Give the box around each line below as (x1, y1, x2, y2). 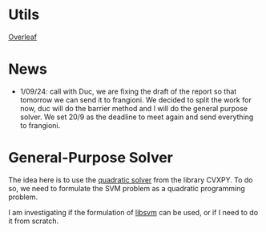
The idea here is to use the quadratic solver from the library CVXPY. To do (8, 174, 253, 185)
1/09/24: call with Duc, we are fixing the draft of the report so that (19, 86, 237, 96)
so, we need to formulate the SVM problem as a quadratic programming (8, 183, 246, 193)
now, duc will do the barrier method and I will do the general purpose (19, 103, 248, 113)
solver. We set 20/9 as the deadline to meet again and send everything (19, 112, 254, 122)
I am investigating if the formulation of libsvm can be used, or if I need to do (8, 207, 259, 217)
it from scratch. (8, 216, 58, 226)
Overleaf (8, 32, 38, 42)
